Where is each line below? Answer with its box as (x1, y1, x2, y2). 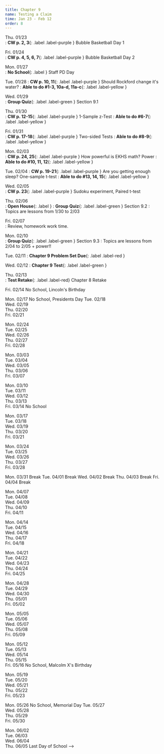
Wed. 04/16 (5, 530, 29, 536)
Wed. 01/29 (5, 94, 29, 100)
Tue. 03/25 (5, 449, 28, 455)
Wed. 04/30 (5, 591, 30, 597)
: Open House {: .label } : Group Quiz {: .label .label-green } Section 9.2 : (5, 203, 150, 209)
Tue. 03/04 (5, 357, 28, 363)
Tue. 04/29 (5, 585, 28, 591)
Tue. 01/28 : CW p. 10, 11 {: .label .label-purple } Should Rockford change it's (5, 79, 159, 85)
